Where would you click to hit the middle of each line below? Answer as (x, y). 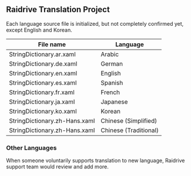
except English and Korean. (39, 30)
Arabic (110, 54)
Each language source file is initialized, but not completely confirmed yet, (95, 23)
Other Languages (31, 147)
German (112, 64)
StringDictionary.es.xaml (43, 82)
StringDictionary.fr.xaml (42, 92)
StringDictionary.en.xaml (43, 73)
